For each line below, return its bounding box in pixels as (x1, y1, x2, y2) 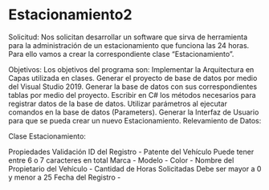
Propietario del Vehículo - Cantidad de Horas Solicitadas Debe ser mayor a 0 (8, 164, 262, 173)
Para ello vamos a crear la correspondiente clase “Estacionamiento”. (8, 49, 234, 59)
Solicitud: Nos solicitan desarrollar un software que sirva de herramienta (8, 32, 248, 42)
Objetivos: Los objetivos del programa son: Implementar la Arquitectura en (8, 64, 255, 74)
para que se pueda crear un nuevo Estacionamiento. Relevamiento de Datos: (8, 115, 262, 125)
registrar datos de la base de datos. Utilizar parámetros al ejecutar (8, 99, 227, 108)
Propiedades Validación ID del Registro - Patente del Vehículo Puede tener (8, 147, 255, 156)
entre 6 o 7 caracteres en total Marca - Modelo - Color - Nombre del (8, 155, 234, 165)
